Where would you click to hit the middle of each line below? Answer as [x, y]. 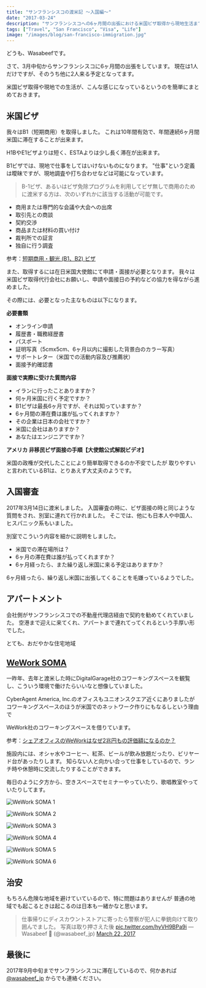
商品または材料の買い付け [48, 230]
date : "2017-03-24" [31, 18]
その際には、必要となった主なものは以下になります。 [73, 300]
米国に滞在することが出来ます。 [47, 139]
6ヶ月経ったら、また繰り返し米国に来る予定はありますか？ [90, 564]
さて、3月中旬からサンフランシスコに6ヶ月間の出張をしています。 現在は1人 [102, 66]
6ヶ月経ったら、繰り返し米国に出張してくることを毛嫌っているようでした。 [102, 578]
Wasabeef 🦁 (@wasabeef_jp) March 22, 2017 [78, 934]
